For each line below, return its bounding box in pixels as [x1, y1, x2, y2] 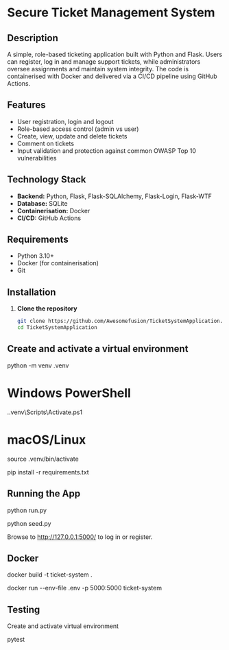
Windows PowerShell [7, 385, 132, 400]
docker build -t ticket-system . [7, 570, 93, 579]
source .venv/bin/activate [7, 455, 79, 463]
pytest [7, 636, 25, 644]
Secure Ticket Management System [7, 5, 215, 21]
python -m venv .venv [7, 361, 69, 370]
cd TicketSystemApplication [16, 324, 97, 331]
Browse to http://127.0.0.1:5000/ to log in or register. [7, 533, 153, 541]
